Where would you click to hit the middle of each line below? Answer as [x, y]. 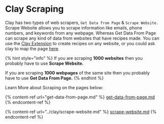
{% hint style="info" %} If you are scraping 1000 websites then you [74, 58]
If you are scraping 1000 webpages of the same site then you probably [78, 73]
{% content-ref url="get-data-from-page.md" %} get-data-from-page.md [80, 97]
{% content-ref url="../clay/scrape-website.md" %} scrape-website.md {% [81, 112]
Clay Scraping [34, 9]
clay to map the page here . [33, 49]
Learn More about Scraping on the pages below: [54, 87]
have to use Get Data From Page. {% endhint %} [54, 78]
